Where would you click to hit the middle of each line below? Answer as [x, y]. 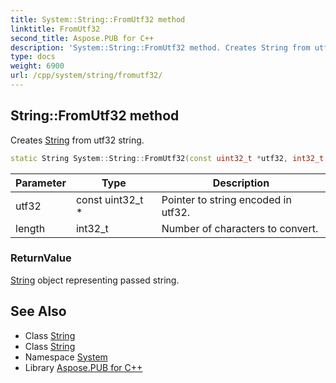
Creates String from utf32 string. [77, 140]
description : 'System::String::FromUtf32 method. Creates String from [160, 47]
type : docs [33, 57]
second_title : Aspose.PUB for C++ [82, 38]
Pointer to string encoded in [226, 199]
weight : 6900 [37, 66]
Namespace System [66, 357]
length [30, 228]
